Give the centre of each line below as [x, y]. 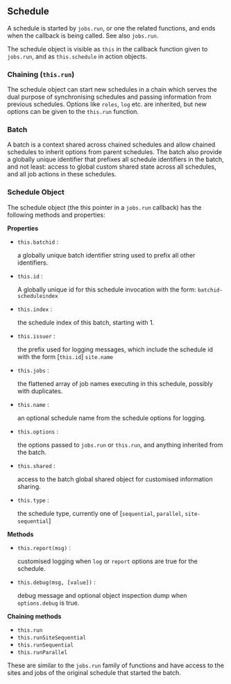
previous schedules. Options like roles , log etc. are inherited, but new [107, 104]
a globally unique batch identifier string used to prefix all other [106, 255]
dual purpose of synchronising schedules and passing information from [109, 97]
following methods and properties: [56, 215]
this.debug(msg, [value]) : [56, 582]
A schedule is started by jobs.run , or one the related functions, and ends [112, 28]
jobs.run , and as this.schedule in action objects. [77, 56]
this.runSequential [45, 645]
